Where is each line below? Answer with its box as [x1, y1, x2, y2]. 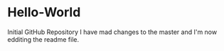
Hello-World [7, 4, 81, 21]
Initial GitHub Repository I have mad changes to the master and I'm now [7, 28, 218, 36]
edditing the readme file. [7, 35, 80, 43]
